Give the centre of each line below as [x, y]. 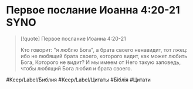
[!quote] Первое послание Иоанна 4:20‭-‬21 [73, 38]
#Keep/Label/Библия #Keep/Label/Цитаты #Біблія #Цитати [78, 80]
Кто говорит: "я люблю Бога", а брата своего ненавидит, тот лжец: [104, 49]
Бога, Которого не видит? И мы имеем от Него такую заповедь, [101, 62]
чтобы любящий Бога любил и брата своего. [76, 68]
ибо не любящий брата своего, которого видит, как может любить [104, 56]
